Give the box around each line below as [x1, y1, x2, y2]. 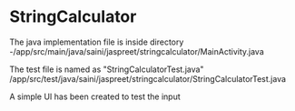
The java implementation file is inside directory [9, 36, 184, 47]
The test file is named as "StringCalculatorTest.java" [9, 64, 204, 75]
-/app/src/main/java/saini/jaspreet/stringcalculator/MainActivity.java [9, 45, 265, 56]
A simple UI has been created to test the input [9, 91, 182, 102]
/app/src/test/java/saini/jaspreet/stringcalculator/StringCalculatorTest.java [9, 73, 287, 84]
